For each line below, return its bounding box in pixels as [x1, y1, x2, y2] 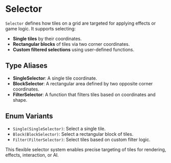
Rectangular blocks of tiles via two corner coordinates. [12, 41, 130, 47]
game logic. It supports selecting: [5, 25, 76, 31]
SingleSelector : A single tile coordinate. [12, 75, 97, 81]
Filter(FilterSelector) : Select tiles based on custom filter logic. [12, 136, 151, 142]
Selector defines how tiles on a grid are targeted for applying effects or [5, 20, 156, 26]
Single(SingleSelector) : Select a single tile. [12, 125, 106, 132]
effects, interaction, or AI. [5, 152, 59, 158]
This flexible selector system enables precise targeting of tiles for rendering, [5, 146, 166, 152]
